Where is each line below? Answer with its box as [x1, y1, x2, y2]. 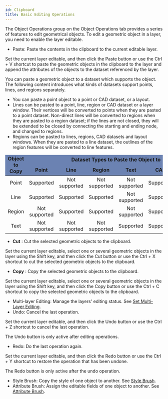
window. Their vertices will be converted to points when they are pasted [12, 107, 161, 113]
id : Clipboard [5, 7, 35, 12]
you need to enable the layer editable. [5, 36, 83, 42]
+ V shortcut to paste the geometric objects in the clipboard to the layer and [5, 61, 161, 67]
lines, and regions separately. [5, 86, 66, 92]
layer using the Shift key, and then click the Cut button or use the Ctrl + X [5, 253, 156, 259]
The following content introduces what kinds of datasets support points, [5, 81, 154, 87]
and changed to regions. [12, 128, 63, 134]
